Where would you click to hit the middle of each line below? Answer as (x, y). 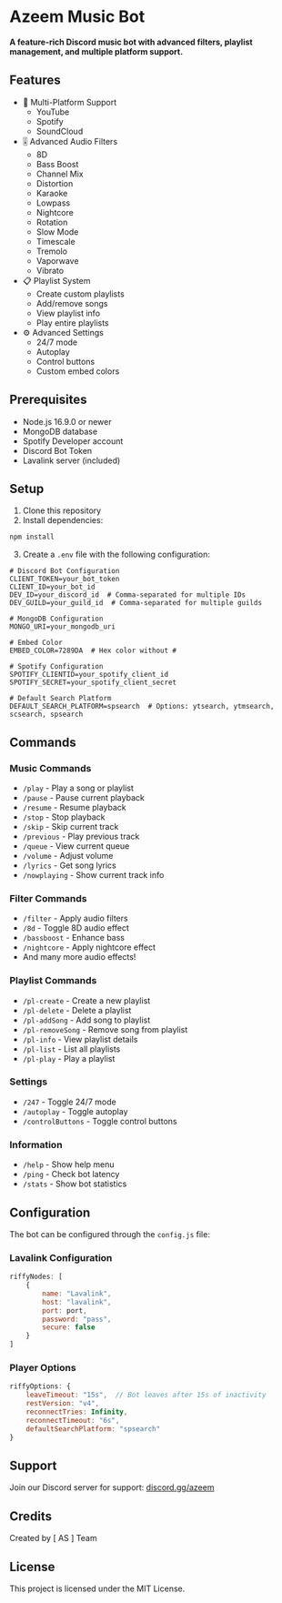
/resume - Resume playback (75, 807)
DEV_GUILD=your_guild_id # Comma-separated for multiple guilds (136, 603)
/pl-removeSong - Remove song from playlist (105, 1029)
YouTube (53, 112)
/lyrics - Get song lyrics (69, 865)
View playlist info (68, 313)
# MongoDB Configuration (56, 619)
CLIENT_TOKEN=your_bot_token (65, 580)
